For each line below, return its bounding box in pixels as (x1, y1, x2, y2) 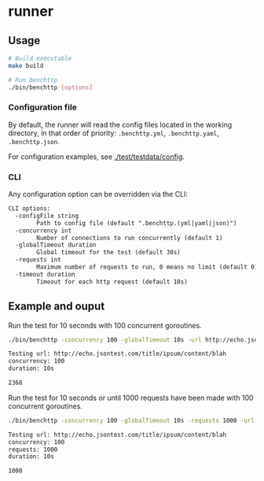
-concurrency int (15, 227, 72, 235)
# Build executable (8, 54, 72, 62)
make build (8, 61, 44, 69)
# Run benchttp (8, 76, 58, 84)
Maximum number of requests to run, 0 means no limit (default (36, 263, 247, 272)
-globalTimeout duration (15, 241, 97, 250)
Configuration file (8, 102, 77, 113)
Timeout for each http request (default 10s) (36, 278, 189, 286)
